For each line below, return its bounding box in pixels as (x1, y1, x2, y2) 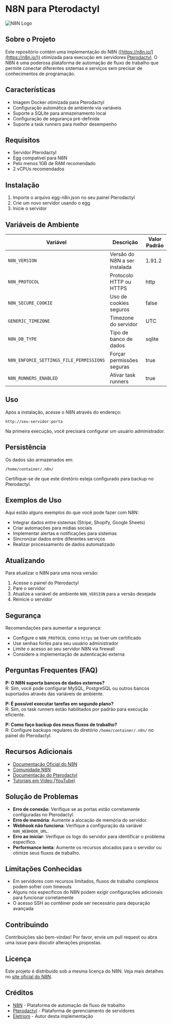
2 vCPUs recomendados (12, 166, 65, 172)
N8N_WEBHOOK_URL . (12, 828, 49, 834)
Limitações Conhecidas (5, 865, 82, 873)
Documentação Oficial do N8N (12, 761, 78, 767)
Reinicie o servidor (12, 596, 53, 602)
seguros (110, 306, 130, 313)
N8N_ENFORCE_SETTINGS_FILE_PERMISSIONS (8, 357, 105, 363)
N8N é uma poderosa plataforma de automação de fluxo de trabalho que (5, 60, 159, 66)
